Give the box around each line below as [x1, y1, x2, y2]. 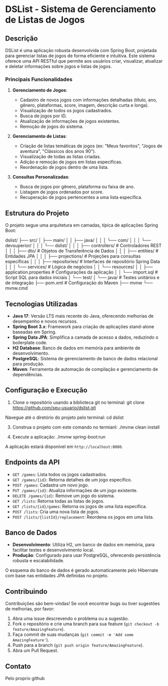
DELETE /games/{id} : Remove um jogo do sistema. [12, 493, 115, 499]
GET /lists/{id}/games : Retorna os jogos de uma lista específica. [12, 503, 147, 509]
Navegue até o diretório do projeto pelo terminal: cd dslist [5, 414, 124, 420]
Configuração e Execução [5, 386, 87, 394]
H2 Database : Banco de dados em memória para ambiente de [12, 345, 140, 351]
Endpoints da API [5, 458, 60, 467]
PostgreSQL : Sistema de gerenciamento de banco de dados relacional [12, 355, 158, 361]
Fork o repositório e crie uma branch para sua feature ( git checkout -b [12, 621, 159, 627]
